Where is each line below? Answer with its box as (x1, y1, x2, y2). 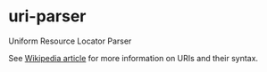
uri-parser (8, 6, 87, 27)
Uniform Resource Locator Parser (8, 36, 132, 46)
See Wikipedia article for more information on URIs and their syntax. (8, 52, 259, 63)
